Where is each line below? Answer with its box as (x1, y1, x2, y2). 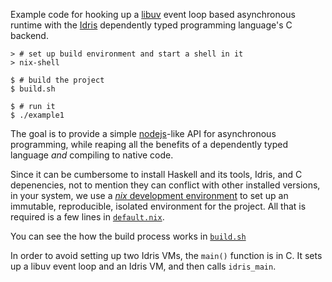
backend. (10, 30, 49, 41)
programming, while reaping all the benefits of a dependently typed (10, 139, 289, 150)
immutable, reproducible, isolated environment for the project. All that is (10, 200, 307, 212)
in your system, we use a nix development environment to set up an (10, 190, 289, 201)
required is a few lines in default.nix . (10, 211, 165, 223)
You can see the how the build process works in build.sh (10, 230, 247, 242)
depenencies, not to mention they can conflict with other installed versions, (10, 179, 321, 191)
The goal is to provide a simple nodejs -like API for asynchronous (10, 128, 277, 139)
